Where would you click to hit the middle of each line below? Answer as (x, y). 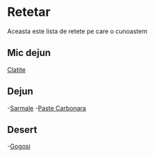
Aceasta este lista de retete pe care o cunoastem (77, 31)
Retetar (29, 12)
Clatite (17, 69)
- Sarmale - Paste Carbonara (47, 108)
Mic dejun (29, 53)
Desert (22, 130)
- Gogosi (19, 147)
